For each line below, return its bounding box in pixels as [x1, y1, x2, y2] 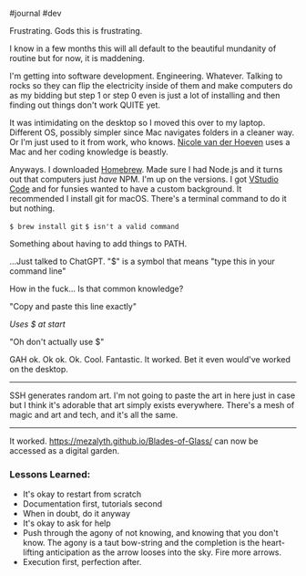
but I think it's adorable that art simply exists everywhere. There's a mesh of [9, 400, 295, 410]
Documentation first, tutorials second [22, 498, 162, 509]
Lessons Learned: [9, 467, 91, 480]
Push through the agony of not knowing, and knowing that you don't [22, 528, 279, 539]
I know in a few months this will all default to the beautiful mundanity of [9, 43, 277, 54]
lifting [22, 547, 45, 558]
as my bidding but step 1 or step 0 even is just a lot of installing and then [9, 90, 280, 100]
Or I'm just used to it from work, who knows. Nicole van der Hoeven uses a [9, 137, 291, 147]
